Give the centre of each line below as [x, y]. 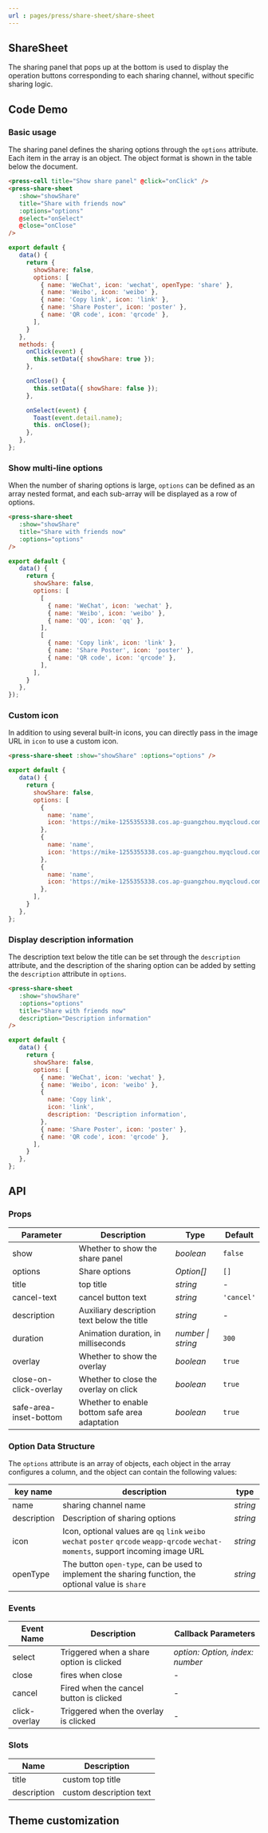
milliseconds [102, 1343]
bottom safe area [110, 1412]
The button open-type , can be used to [132, 1564]
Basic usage [33, 132]
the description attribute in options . [67, 974]
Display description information [71, 939]
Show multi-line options [56, 468]
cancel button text [112, 1297]
